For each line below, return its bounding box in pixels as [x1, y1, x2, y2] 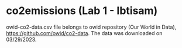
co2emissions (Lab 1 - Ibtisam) [6, 4, 158, 18]
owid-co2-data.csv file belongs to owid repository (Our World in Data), [6, 23, 177, 30]
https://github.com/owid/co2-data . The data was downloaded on [6, 29, 163, 36]
